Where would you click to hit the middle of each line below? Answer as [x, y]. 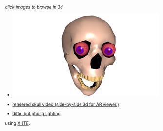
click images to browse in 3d [34, 7]
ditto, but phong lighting [36, 114]
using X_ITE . [18, 123]
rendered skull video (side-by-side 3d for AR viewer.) [65, 104]
